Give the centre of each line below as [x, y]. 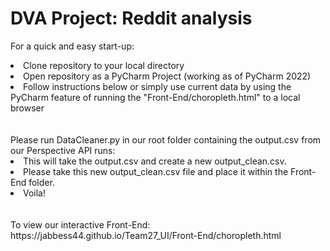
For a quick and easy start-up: [72, 46]
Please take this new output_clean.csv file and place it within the [156, 171]
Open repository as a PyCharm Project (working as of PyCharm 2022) [167, 76]
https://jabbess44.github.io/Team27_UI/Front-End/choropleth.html [146, 235]
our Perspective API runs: [63, 150]
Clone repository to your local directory [104, 65]
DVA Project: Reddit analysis [131, 18]
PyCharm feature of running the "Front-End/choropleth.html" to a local [155, 97]
